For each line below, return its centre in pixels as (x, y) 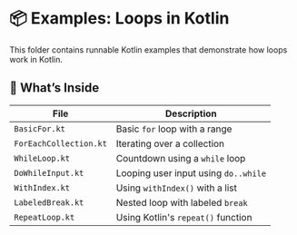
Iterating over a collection (170, 143)
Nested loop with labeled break (182, 202)
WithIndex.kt (42, 187)
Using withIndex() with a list (177, 188)
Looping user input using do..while (191, 172)
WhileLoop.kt (42, 158)
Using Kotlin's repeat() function (184, 217)
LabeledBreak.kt (49, 202)
